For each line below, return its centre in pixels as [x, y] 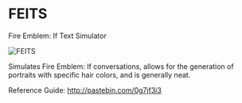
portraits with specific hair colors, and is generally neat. [100, 74]
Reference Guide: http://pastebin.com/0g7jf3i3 [85, 90]
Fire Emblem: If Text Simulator [58, 36]
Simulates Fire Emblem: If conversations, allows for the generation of [121, 66]
